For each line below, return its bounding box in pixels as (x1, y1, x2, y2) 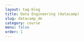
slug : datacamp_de (5, 16, 42, 21)
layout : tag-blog (5, 7, 41, 12)
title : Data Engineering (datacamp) (5, 12, 80, 16)
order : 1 (5, 29, 23, 34)
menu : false (5, 25, 29, 30)
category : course (5, 20, 41, 26)
